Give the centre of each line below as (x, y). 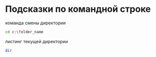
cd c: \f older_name (24, 32)
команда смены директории (35, 23)
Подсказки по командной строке (78, 9)
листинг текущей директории (37, 41)
